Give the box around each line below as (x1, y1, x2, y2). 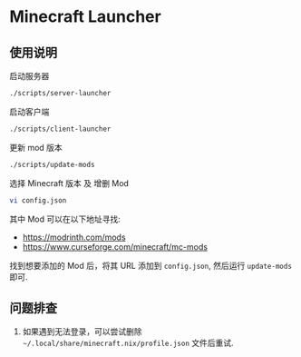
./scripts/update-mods (9, 160, 95, 169)
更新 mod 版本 (9, 142, 63, 153)
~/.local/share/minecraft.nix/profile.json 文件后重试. (22, 338, 234, 349)
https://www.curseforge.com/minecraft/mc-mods (22, 241, 209, 252)
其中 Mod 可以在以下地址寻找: (9, 213, 121, 224)
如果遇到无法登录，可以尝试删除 (22, 326, 142, 337)
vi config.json (9, 195, 67, 205)
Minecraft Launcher (9, 6, 161, 27)
